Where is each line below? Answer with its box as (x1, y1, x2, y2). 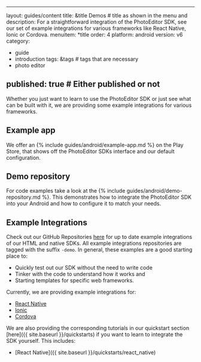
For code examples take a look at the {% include (6, 187, 126, 195)
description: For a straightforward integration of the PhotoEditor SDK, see (6, 19, 187, 25)
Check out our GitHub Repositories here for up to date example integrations (6, 234, 193, 241)
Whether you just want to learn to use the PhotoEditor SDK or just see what (6, 95, 191, 102)
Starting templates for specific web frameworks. (14, 277, 135, 284)
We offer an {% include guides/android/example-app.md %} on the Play (6, 141, 184, 148)
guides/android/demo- (126, 187, 182, 195)
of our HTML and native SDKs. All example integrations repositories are (6, 240, 182, 247)
